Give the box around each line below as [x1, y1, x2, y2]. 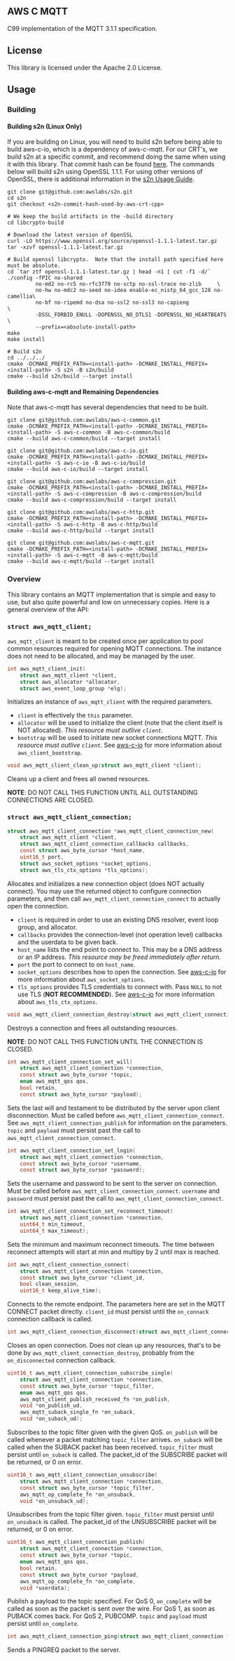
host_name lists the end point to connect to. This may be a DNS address [17, 945, 222, 953]
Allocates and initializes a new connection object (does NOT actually [7, 879, 205, 887]
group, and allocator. [17, 922, 78, 931]
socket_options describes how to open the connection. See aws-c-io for [17, 967, 227, 976]
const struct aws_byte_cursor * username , [20, 1160, 142, 1167]
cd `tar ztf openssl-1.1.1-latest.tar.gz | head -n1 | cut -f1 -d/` [7, 268, 211, 276]
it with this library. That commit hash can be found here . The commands [7, 160, 215, 168]
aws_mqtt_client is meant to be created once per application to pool [7, 637, 204, 645]
